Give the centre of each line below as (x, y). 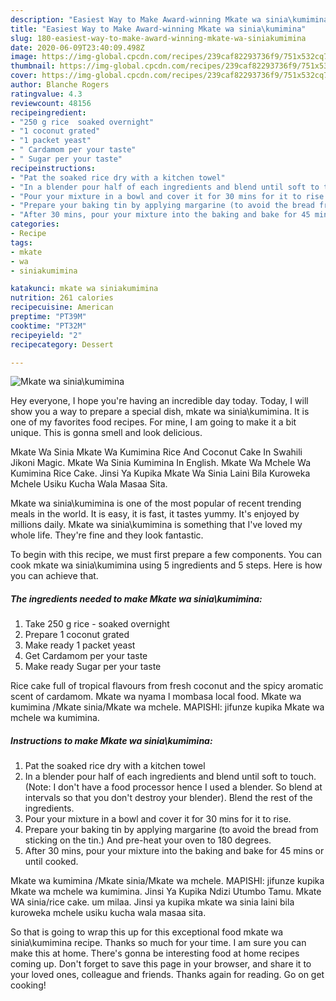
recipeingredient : (48, 112)
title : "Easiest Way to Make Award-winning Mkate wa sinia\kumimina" (158, 29)
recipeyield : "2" (46, 335)
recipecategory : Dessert (62, 344)
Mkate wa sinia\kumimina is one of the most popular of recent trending (156, 503)
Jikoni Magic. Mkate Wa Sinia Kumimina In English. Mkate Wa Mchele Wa (161, 463)
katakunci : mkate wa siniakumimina (84, 289)
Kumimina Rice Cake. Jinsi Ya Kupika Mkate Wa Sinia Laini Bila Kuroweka (160, 473)
